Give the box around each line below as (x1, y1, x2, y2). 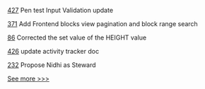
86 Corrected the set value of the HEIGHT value (7, 33, 147, 42)
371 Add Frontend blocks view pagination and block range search (7, 20, 198, 28)
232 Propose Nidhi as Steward (7, 61, 97, 69)
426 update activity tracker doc (7, 47, 100, 55)
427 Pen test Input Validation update (7, 6, 114, 14)
